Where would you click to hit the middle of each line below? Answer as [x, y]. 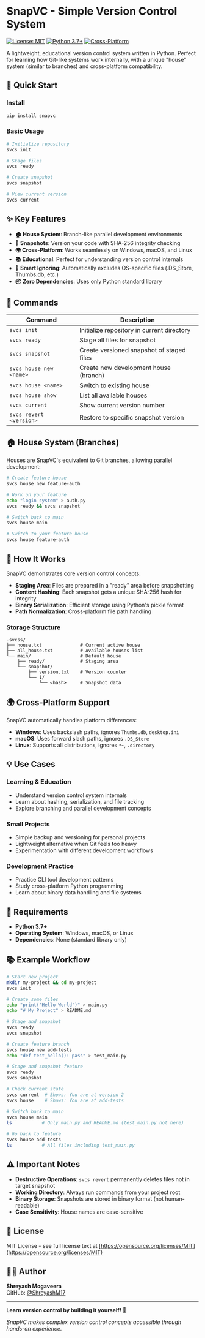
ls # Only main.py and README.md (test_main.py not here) [95, 1123]
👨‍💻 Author [26, 1272]
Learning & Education [39, 782]
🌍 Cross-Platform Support [58, 702]
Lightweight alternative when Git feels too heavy [76, 844]
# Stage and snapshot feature [45, 1067]
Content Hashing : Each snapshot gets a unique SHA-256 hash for [98, 592]
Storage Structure [34, 627]
